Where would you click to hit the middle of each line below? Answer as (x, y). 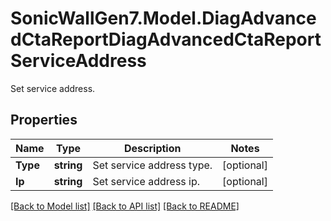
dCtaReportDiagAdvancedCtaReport (166, 39)
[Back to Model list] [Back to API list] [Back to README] (125, 206)
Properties (44, 120)
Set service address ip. (146, 181)
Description (153, 148)
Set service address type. (152, 165)
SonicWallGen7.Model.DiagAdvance (163, 18)
